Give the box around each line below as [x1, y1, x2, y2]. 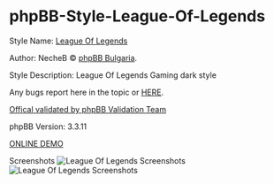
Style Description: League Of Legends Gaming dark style [9, 69, 217, 80]
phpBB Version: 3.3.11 [9, 121, 88, 132]
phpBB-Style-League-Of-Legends [9, 6, 266, 27]
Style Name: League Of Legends [9, 35, 128, 46]
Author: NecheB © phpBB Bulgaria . [9, 52, 138, 63]
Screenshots [9, 155, 56, 165]
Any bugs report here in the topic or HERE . [9, 87, 164, 97]
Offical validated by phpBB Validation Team [9, 103, 166, 114]
